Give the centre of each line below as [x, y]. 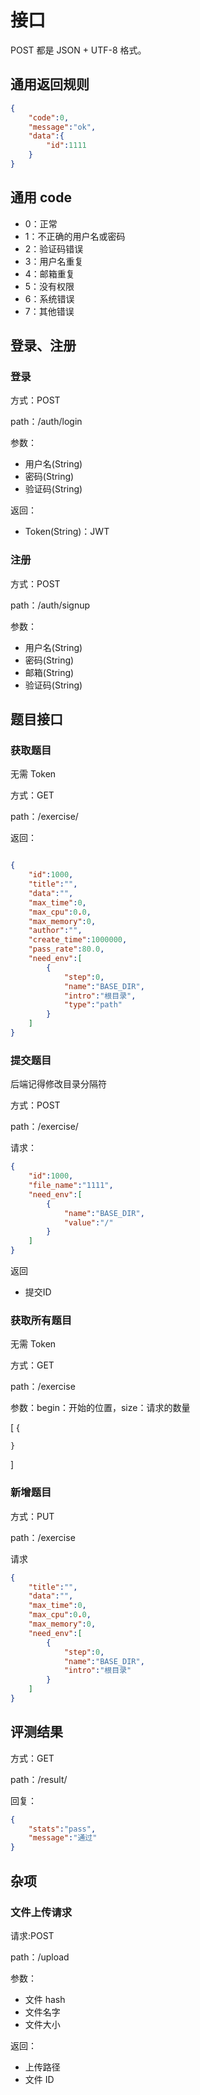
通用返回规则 [50, 84]
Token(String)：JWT [67, 532]
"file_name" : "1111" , [71, 1186]
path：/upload [40, 1957]
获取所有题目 [41, 1320]
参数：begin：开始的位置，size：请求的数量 [100, 1408]
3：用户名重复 [54, 261]
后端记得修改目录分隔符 [58, 1084]
